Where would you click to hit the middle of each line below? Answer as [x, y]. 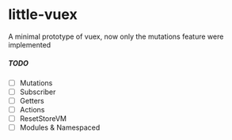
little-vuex [43, 15]
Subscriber [38, 92]
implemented [30, 44]
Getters [32, 101]
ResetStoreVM [43, 119]
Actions [32, 110]
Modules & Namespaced [60, 127]
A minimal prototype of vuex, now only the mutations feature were [116, 36]
